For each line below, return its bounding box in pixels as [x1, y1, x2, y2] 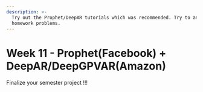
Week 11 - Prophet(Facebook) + [6, 46, 167, 60]
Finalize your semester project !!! [6, 79, 88, 87]
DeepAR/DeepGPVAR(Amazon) [6, 59, 166, 73]
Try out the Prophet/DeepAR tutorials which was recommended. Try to [11, 15, 190, 21]
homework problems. [11, 20, 61, 26]
